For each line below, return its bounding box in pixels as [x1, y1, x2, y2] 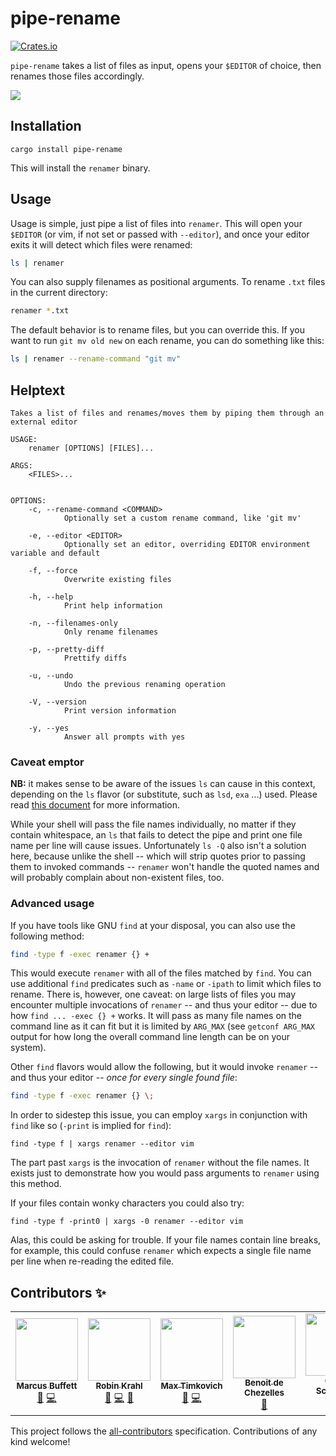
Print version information [63, 706, 177, 716]
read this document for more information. [10, 799, 181, 811]
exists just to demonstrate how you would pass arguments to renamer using [10, 1167, 320, 1179]
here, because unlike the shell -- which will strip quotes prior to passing [10, 850, 306, 862]
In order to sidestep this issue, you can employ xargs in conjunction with [10, 1109, 308, 1121]
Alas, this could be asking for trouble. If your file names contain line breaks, [10, 1234, 322, 1246]
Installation [10, 118, 82, 135]
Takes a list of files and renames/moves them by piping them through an [10, 408, 325, 418]
